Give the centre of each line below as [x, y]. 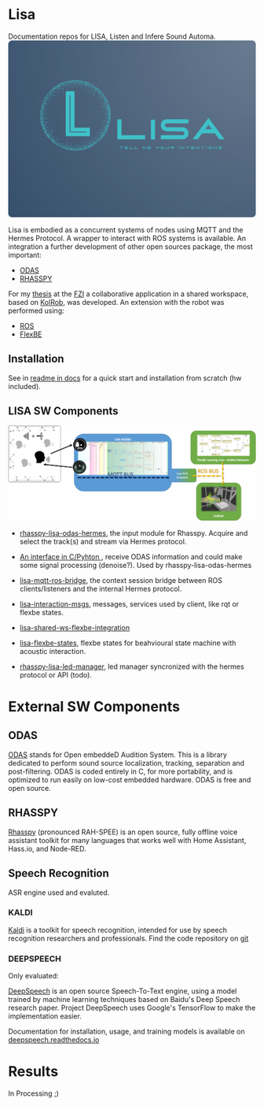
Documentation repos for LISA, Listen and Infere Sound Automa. [112, 36]
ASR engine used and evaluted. [59, 893]
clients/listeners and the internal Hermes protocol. [101, 588]
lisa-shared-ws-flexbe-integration [75, 627]
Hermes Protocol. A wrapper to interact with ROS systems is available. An [127, 238]
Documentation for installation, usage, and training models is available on [126, 1032]
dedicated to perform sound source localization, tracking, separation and [126, 763]
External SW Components [94, 707]
